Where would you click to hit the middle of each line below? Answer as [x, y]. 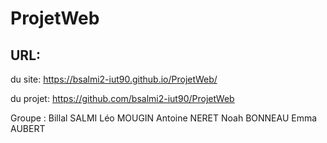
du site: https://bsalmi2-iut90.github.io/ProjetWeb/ [114, 79]
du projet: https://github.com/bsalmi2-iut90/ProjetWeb [122, 98]
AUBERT [28, 128]
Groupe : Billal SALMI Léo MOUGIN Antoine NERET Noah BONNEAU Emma [164, 118]
